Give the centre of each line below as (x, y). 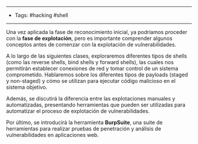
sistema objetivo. (27, 87)
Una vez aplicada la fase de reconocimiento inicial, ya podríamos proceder (97, 32)
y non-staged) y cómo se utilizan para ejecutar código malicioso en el (91, 81)
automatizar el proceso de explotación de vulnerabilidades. (78, 111)
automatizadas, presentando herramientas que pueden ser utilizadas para (96, 105)
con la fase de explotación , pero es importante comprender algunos (89, 38)
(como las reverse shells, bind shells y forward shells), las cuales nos (90, 62)
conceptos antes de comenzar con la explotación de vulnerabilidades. (91, 44)
